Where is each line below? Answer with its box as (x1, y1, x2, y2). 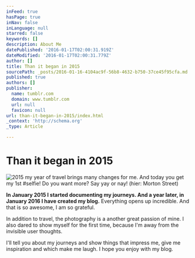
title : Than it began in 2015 (6, 63, 80, 70)
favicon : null (11, 107, 46, 113)
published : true (6, 74, 46, 80)
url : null (11, 101, 35, 108)
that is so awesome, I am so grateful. (6, 204, 95, 211)
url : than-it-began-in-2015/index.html (6, 113, 104, 118)
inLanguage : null (6, 25, 49, 31)
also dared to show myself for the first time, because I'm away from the (6, 221, 179, 229)
